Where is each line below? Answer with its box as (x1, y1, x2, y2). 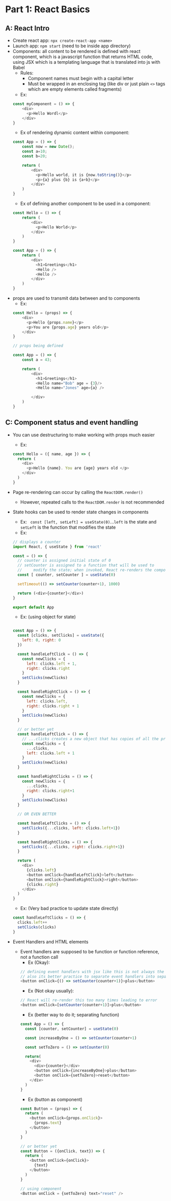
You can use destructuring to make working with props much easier (12, 432, 155, 438)
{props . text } (34, 1120, 62, 1126)
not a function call (20, 954, 59, 960)
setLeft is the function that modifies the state (20, 524, 116, 530)
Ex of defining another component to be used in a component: (20, 200, 151, 206)
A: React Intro (5, 24, 50, 33)
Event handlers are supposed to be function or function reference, (20, 948, 159, 954)
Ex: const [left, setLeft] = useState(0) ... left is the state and (20, 518, 157, 525)
